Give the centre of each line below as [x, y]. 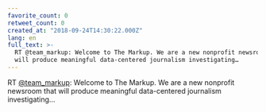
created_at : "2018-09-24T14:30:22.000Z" [75, 30]
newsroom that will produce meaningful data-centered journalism [114, 91]
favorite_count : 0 [38, 15]
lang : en [22, 38]
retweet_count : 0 [36, 23]
